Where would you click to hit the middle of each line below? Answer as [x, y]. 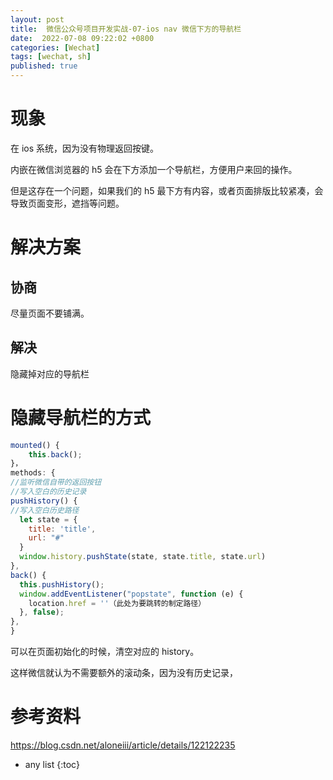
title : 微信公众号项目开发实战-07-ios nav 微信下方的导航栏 [126, 29]
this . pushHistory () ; [62, 584]
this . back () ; [55, 454]
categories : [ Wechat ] [55, 47]
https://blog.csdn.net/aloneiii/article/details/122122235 [123, 745]
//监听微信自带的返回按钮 [56, 482]
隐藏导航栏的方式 [81, 417]
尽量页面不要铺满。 [50, 313]
